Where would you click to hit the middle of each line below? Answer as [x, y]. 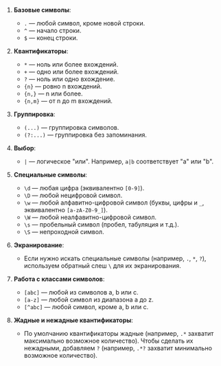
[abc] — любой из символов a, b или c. [81, 292]
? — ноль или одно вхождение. [69, 79]
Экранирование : [39, 245]
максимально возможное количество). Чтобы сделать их [108, 341]
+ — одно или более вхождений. [71, 72]
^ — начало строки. [53, 31]
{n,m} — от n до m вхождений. [68, 101]
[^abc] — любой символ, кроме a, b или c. [86, 307]
